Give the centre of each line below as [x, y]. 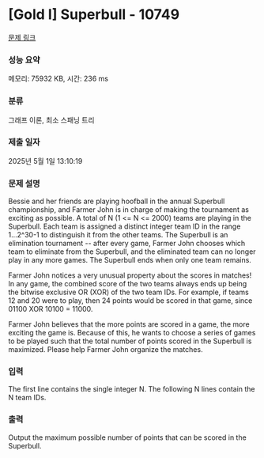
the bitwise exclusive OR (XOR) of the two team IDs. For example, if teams [128, 292]
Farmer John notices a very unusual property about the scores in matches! [130, 275]
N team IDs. [27, 398]
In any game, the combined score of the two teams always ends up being [128, 284]
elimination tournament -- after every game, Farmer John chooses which [127, 244]
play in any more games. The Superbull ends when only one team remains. [130, 260]
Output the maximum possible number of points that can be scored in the [127, 437]
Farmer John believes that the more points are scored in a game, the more [129, 324]
